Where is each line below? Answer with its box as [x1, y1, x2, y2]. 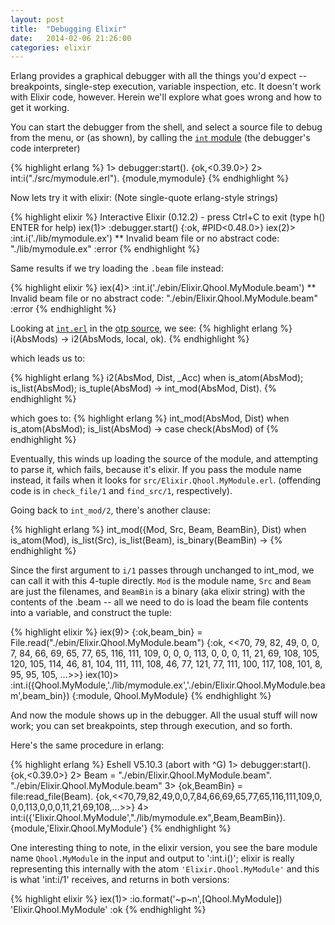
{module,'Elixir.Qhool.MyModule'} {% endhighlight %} [10, 822, 232, 835]
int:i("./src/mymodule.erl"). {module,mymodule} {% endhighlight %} [10, 172, 290, 185]
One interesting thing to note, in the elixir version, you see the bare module [10, 842, 318, 854]
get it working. [10, 102, 70, 114]
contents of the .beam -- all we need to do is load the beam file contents [10, 596, 309, 608]
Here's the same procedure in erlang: [10, 739, 165, 751]
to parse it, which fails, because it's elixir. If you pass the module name [10, 464, 302, 476]
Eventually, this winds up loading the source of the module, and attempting [10, 453, 319, 465]
